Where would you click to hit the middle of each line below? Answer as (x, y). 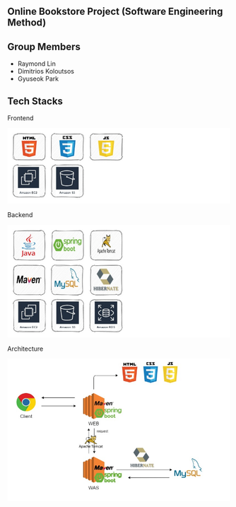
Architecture (25, 349)
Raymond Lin (37, 64)
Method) (27, 23)
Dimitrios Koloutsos (46, 71)
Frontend (20, 118)
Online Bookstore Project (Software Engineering (115, 12)
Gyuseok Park (38, 79)
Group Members (44, 46)
